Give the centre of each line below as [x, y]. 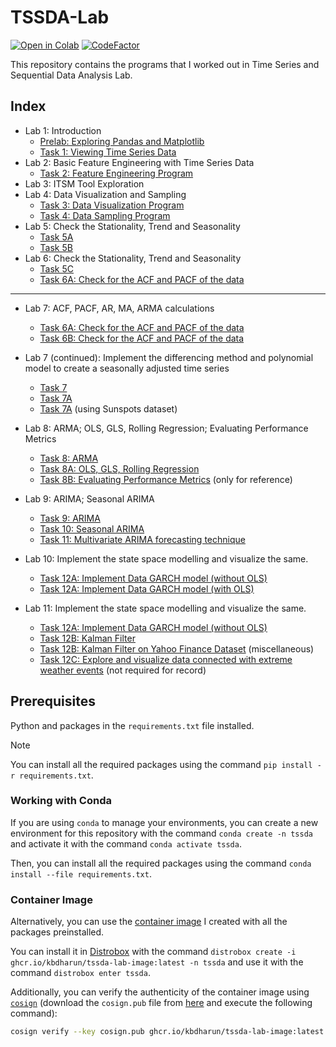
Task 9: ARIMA [70, 518]
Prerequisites [53, 701]
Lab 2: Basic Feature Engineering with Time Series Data [139, 162]
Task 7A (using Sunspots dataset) [108, 408]
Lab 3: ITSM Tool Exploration [84, 183]
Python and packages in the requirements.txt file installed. [132, 725]
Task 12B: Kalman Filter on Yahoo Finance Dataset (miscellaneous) [177, 648]
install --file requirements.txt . [81, 873]
